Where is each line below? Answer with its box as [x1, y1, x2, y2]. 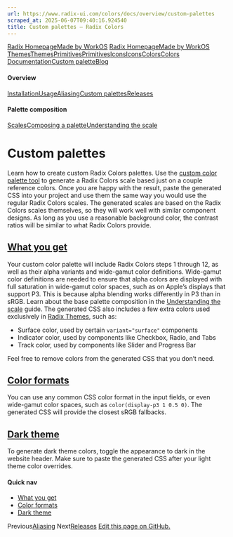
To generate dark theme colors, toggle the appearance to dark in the [7, 447, 206, 456]
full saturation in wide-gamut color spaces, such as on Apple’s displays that [7, 282, 226, 291]
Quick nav [7, 478, 38, 486]
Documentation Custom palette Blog [7, 58, 109, 66]
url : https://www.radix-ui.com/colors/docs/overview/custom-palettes [7, 10, 215, 18]
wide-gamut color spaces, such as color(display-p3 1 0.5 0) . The [7, 401, 202, 409]
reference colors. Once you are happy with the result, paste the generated [7, 183, 222, 192]
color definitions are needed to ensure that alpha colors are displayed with [7, 274, 222, 283]
